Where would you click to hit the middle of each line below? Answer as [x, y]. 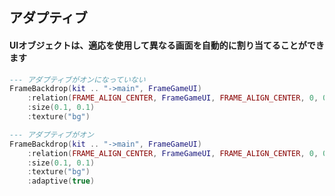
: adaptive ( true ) [61, 181]
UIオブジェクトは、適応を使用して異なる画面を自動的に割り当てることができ [167, 45]
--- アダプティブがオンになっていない [77, 79]
